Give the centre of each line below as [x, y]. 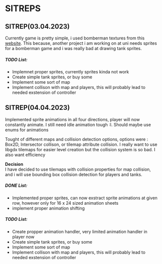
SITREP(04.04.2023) [37, 108]
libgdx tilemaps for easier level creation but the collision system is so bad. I [80, 149]
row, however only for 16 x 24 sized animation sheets [65, 203]
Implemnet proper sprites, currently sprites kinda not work [71, 71]
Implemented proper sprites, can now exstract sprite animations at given [85, 198]
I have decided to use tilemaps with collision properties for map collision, [78, 169]
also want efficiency [25, 155]
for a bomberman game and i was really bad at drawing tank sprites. [73, 48]
